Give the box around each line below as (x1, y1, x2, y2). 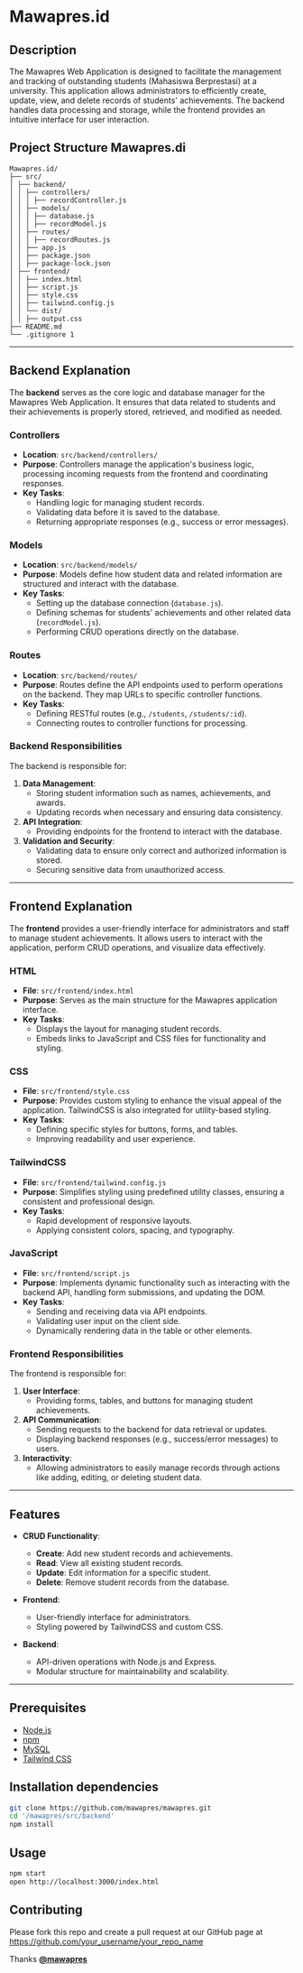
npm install (9, 1820, 54, 1829)
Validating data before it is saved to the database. (35, 506, 221, 517)
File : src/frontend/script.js (22, 1267, 131, 1278)
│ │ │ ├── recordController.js (9, 196, 127, 205)
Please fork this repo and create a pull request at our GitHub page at (9, 1926, 263, 1937)
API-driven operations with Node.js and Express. (35, 1656, 217, 1667)
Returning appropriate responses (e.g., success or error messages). (35, 516, 289, 527)
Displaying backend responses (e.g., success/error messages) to (35, 1433, 279, 1445)
